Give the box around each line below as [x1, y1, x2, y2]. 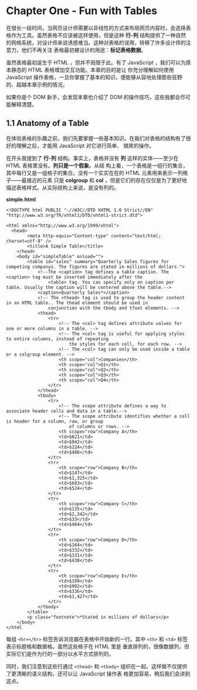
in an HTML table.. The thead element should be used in [6, 300, 148, 306]
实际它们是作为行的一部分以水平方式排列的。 [6, 650, 114, 657]
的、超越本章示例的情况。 [6, 81, 68, 88]
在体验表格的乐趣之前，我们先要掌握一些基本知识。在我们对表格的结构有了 [6, 134, 186, 142]
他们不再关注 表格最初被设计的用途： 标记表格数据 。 [21, 46, 147, 54]
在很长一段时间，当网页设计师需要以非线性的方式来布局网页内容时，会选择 [6, 24, 186, 31]
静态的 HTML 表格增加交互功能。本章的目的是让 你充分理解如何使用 [11, 66, 174, 73]
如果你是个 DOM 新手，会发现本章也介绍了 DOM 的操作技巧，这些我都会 [6, 93, 181, 101]
